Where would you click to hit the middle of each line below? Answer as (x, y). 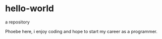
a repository (17, 22)
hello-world (30, 9)
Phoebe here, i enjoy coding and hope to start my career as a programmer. (81, 31)
